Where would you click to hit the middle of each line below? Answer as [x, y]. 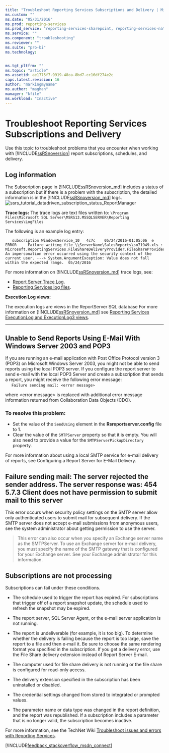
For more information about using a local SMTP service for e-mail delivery [82, 455]
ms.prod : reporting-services [36, 24]
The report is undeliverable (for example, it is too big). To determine [82, 633]
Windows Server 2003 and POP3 [58, 346]
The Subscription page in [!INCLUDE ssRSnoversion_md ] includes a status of [84, 187]
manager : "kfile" [23, 94]
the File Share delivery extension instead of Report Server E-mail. [80, 655]
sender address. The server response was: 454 [81, 484]
